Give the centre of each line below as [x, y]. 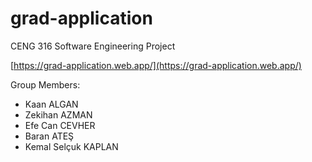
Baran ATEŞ [49, 136]
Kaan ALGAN [51, 104]
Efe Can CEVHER [60, 125]
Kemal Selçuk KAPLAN [71, 146]
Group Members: [45, 84]
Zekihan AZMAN [58, 114]
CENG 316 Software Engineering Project [93, 46]
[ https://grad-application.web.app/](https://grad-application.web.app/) [156, 65]
